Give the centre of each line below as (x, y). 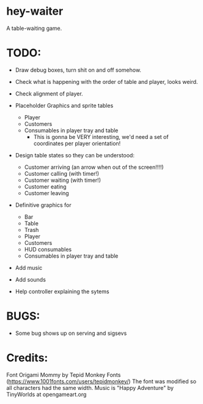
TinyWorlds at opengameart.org (46, 394)
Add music (29, 267)
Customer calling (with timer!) (62, 173)
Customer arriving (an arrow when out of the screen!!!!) (94, 167)
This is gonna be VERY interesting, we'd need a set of (101, 137)
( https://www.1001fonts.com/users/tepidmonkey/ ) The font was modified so (102, 381)
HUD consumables (48, 249)
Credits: (27, 358)
